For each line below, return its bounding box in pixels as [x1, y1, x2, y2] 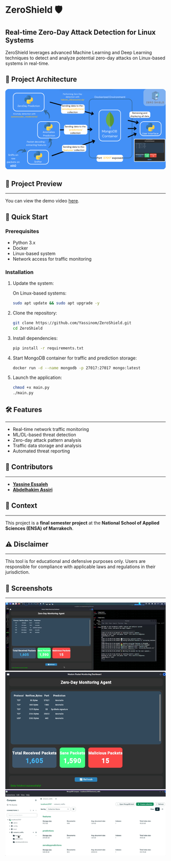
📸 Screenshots [5, 584, 53, 593]
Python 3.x [12, 239, 36, 245]
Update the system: [12, 280, 54, 286]
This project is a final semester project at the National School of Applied [5, 519, 160, 526]
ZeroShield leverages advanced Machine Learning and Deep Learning [5, 50, 152, 55]
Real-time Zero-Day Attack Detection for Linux [5, 28, 156, 36]
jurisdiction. [5, 569, 30, 575]
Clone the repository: [12, 310, 58, 316]
